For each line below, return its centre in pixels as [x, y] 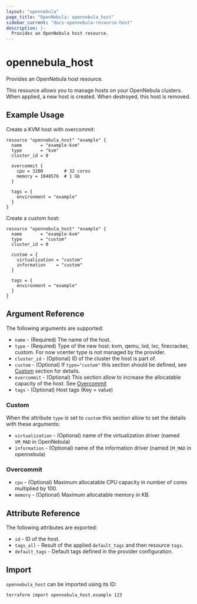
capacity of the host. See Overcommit [61, 383]
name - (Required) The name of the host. [63, 339]
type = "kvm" [35, 150]
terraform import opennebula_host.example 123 [64, 595]
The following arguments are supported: [55, 328]
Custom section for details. [47, 371]
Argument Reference [45, 314]
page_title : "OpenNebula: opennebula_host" [60, 17]
